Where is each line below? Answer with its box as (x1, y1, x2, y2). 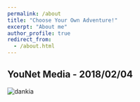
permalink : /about (7, 10, 61, 17)
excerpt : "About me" (7, 23, 68, 30)
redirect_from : (7, 36, 52, 43)
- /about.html (13, 43, 55, 50)
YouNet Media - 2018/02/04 (7, 68, 134, 80)
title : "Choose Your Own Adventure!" (7, 17, 118, 24)
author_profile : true (7, 29, 71, 37)
